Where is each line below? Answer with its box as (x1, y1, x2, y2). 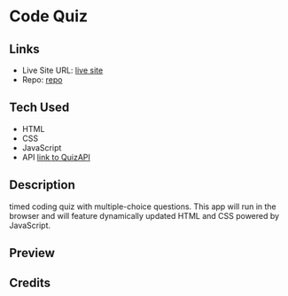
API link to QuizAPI (21, 152, 91, 162)
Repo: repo (21, 74, 63, 85)
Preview (9, 245, 56, 261)
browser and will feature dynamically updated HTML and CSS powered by (9, 210, 280, 221)
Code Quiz (9, 6, 89, 27)
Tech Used (9, 100, 70, 115)
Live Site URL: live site (21, 65, 104, 75)
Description (9, 177, 75, 192)
